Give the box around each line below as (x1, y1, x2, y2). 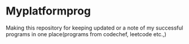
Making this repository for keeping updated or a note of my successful (6, 24, 183, 31)
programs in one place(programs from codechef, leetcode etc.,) (6, 30, 166, 37)
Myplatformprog (6, 4, 91, 18)
